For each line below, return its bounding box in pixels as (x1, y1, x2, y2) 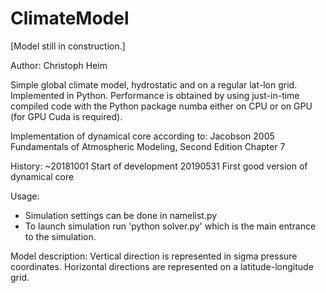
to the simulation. (24, 230, 97, 242)
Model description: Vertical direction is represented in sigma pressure (10, 250, 298, 262)
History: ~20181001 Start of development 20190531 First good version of (10, 160, 308, 172)
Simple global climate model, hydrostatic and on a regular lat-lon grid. (10, 78, 298, 91)
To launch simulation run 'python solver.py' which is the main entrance (24, 220, 317, 232)
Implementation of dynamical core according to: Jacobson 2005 (10, 130, 275, 142)
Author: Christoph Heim (10, 59, 108, 71)
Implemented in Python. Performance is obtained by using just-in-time (10, 89, 300, 101)
